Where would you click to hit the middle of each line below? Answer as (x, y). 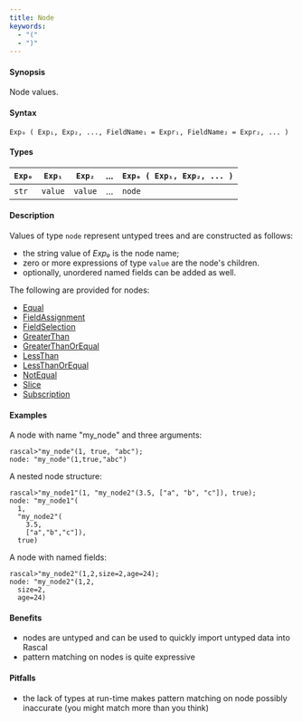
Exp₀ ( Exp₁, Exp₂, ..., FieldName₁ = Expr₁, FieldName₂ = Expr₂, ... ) (149, 132)
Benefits (26, 618)
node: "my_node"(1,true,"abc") (68, 460)
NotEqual (39, 375)
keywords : (28, 26)
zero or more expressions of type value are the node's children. (141, 263)
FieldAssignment (54, 317)
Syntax (23, 113)
